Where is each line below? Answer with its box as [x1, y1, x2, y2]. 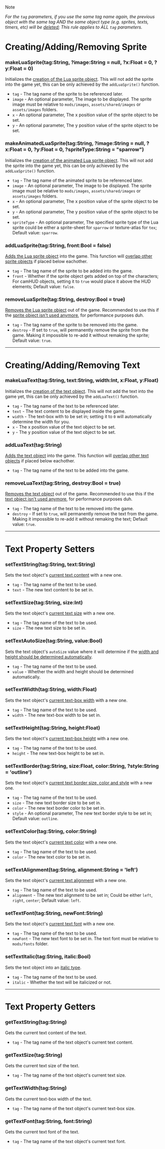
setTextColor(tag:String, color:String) [5, 828, 97, 835]
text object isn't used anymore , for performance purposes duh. [5, 496, 133, 502]
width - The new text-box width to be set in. [12, 712, 101, 718]
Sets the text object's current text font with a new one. [5, 921, 115, 927]
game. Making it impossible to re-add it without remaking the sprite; [12, 332, 150, 338]
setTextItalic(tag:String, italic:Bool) [5, 953, 91, 960]
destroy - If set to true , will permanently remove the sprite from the [12, 327, 149, 333]
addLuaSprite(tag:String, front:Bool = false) [5, 242, 111, 249]
